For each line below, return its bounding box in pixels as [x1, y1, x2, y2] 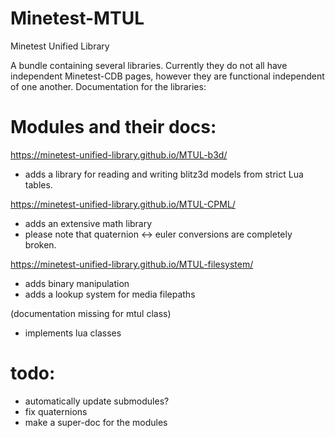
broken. [24, 238, 57, 251]
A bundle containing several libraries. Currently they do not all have [10, 59, 288, 71]
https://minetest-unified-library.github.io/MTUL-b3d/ [10, 148, 228, 161]
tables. [24, 178, 53, 191]
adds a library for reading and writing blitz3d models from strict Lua [24, 168, 304, 180]
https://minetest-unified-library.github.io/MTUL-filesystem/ [10, 258, 254, 270]
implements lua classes [24, 327, 122, 339]
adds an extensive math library [24, 217, 153, 229]
